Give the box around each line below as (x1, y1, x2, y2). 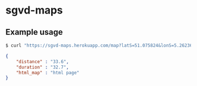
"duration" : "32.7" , (16, 64, 69, 70)
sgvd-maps (5, 4, 63, 17)
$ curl (5, 42, 22, 48)
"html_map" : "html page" (16, 70, 80, 75)
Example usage (5, 27, 63, 37)
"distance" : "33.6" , (16, 58, 69, 65)
